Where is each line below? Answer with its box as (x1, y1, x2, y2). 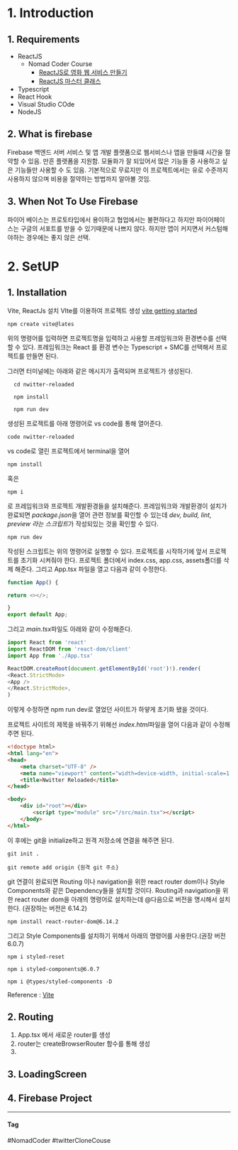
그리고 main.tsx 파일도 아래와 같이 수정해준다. (7, 625, 132, 634)
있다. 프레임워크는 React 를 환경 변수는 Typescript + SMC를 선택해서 (22, 342, 215, 351)
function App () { (7, 579, 59, 586)
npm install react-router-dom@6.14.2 (7, 918, 119, 925)
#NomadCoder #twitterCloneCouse (7, 1136, 111, 1144)
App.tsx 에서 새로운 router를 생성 (17, 1031, 111, 1039)
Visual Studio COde (17, 100, 75, 108)
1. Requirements (7, 33, 80, 45)
